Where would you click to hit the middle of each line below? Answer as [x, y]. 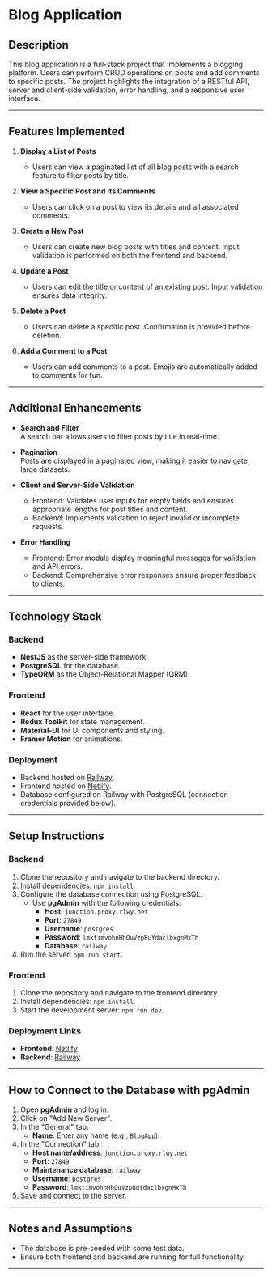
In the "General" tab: [54, 1127]
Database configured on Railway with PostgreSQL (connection [124, 794]
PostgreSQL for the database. [70, 666]
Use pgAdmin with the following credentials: [106, 902]
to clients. [49, 583]
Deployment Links [45, 1031]
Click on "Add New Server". [66, 1118]
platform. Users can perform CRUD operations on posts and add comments [134, 73]
